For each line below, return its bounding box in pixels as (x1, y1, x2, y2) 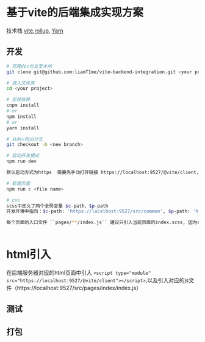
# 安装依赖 (6, 96, 31, 103)
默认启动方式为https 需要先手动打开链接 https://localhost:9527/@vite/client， (6, 169, 201, 175)
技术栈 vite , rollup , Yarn (6, 27, 64, 34)
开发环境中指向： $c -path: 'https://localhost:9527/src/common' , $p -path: (6, 208, 190, 214)
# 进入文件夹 (6, 80, 35, 86)
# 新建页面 (6, 180, 31, 186)
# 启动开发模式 (6, 153, 40, 159)
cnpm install (6, 102, 40, 109)
